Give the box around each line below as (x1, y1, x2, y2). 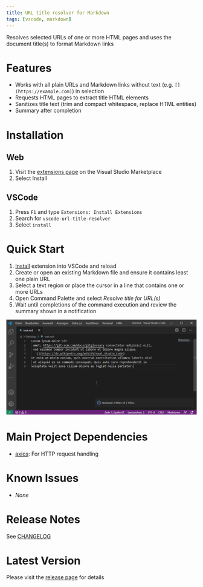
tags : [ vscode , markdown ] (6, 16, 71, 22)
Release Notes (6, 512, 80, 526)
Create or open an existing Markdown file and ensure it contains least (14, 269, 188, 276)
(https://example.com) (14, 88, 72, 95)
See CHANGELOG (6, 532, 51, 540)
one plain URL (14, 276, 50, 283)
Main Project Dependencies (6, 430, 148, 443)
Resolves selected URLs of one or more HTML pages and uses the (6, 33, 172, 41)
